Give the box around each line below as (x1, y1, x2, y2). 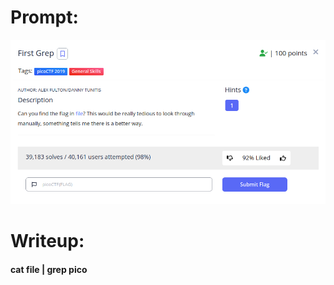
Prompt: (10, 6, 79, 29)
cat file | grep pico (10, 264, 88, 276)
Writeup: (10, 230, 85, 253)
